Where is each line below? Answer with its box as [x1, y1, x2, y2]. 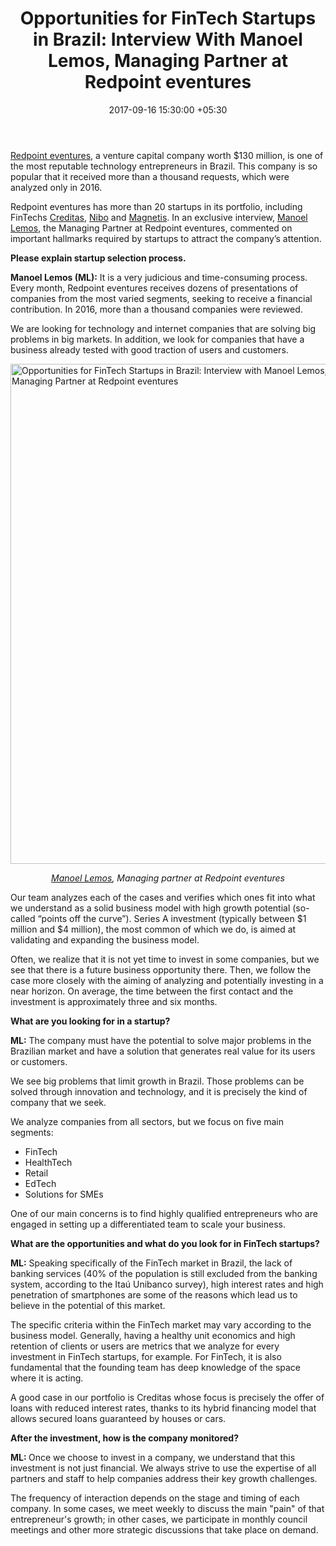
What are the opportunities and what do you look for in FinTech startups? [10, 1237, 320, 1249]
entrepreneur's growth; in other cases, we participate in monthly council [10, 1513, 308, 1525]
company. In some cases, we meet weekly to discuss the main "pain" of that [10, 1502, 325, 1514]
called [10, 912, 36, 924]
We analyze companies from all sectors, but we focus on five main [10, 1115, 285, 1127]
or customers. [10, 1055, 68, 1067]
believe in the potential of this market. [10, 1299, 166, 1311]
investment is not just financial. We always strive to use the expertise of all [10, 1462, 317, 1474]
